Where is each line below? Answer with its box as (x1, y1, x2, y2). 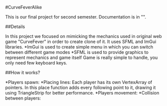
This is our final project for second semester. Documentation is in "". (5, 14, 146, 19)
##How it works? (5, 69, 40, 75)
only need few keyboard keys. (5, 60, 68, 65)
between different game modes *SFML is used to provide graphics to (5, 49, 149, 55)
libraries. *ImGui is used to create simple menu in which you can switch (5, 44, 153, 49)
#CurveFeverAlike (5, 4, 42, 10)
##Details (5, 23, 25, 29)
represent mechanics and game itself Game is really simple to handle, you (5, 54, 158, 60)
